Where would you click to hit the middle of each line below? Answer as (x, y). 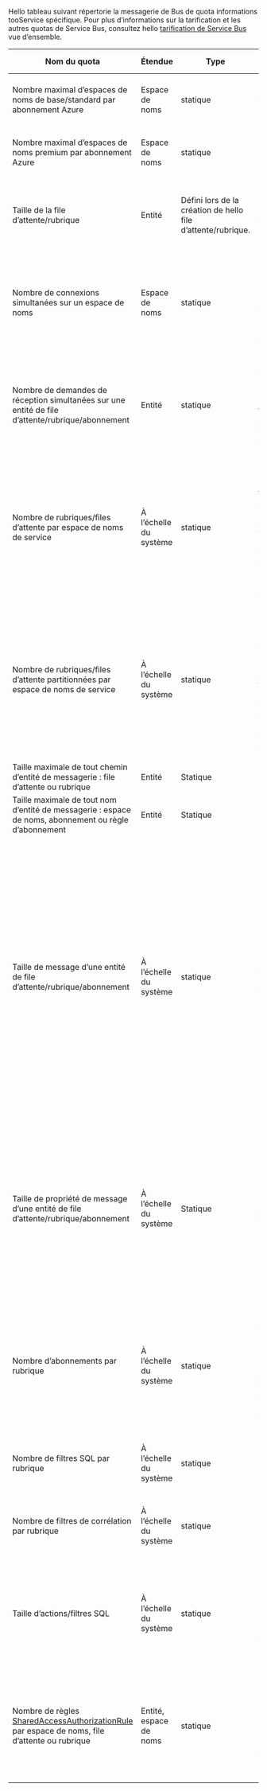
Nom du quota (73, 61)
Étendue (157, 61)
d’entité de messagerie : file (64, 777)
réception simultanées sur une (69, 400)
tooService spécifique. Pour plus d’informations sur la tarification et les (124, 20)
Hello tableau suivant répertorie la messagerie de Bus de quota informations (133, 12)
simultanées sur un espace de (68, 303)
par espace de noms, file (58, 1731)
